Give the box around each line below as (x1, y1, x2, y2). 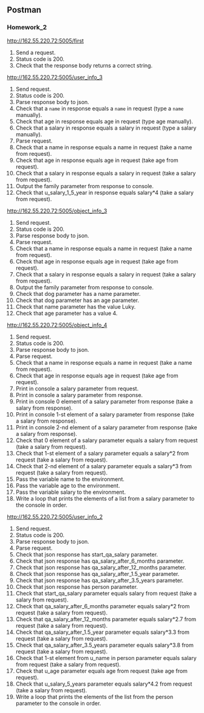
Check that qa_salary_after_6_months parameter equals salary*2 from (15, 602, 190, 609)
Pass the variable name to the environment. (15, 475, 125, 483)
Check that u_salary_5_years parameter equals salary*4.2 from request (15, 680, 192, 687)
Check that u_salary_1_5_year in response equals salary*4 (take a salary (15, 189, 194, 196)
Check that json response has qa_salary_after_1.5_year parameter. (15, 570, 180, 577)
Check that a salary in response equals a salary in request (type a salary (15, 124, 197, 132)
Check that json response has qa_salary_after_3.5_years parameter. (15, 577, 184, 584)
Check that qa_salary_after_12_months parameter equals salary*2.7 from (15, 615, 197, 623)
